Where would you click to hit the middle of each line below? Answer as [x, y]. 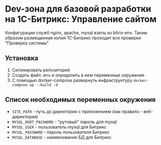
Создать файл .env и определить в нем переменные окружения [78, 75]
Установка [22, 58]
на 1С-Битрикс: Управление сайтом [81, 19]
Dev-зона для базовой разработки [78, 9]
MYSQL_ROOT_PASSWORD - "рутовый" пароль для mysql [64, 122]
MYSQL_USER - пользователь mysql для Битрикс [59, 127]
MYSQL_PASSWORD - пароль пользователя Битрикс [61, 132]
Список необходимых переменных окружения [80, 100]
